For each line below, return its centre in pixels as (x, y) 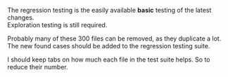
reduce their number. (38, 67)
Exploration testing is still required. (57, 25)
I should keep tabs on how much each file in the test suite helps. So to (109, 59)
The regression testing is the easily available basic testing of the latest (109, 10)
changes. (21, 17)
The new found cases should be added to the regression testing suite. (109, 46)
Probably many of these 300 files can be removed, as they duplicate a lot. (114, 38)
